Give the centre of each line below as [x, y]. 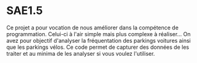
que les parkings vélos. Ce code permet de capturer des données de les [98, 47]
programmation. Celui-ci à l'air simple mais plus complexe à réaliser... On [98, 34]
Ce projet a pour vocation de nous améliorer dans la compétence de [93, 28]
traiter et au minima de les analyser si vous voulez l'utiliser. [81, 53]
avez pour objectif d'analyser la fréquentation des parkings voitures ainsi [99, 40]
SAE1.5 [25, 11]
